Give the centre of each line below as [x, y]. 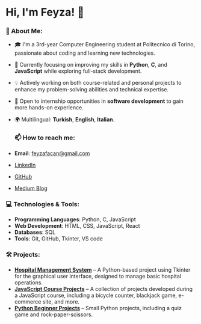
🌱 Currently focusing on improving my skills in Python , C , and [91, 65]
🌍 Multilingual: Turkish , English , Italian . [64, 120]
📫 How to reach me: [45, 138]
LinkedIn [25, 165]
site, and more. [61, 302]
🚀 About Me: [24, 31]
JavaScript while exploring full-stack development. [78, 71]
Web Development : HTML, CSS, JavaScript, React [77, 226]
